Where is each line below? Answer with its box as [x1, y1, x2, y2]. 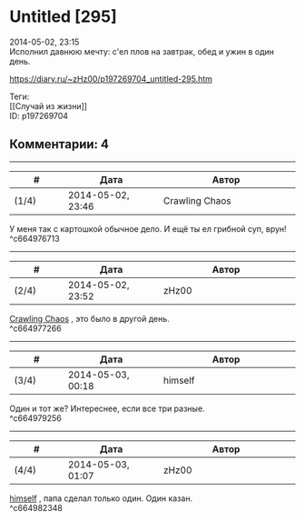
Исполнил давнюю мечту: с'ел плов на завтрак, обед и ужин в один [9, 45, 274, 56]
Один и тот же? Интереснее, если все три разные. [9, 403, 206, 414]
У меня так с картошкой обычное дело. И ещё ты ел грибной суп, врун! [9, 223, 288, 234]
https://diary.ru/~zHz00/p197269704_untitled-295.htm [9, 73, 213, 84]
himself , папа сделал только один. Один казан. [9, 493, 193, 504]
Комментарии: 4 [9, 136, 110, 152]
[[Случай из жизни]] [9, 100, 88, 111]
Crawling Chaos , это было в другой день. [9, 313, 170, 324]
